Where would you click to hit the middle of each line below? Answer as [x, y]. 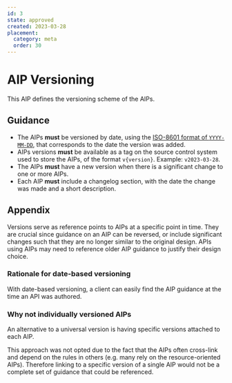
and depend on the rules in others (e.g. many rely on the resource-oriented [114, 357]
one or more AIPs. [43, 174]
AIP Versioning [51, 80]
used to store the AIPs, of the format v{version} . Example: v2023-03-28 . [119, 159]
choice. [18, 256]
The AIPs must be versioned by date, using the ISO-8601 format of [112, 137]
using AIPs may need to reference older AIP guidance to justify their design [114, 248]
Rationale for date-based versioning [69, 274]
